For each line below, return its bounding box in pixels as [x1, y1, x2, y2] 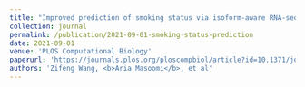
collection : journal [9, 22, 88, 31]
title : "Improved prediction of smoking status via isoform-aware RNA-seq [9, 13, 299, 23]
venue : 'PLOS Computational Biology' [9, 47, 152, 56]
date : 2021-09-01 [9, 38, 75, 48]
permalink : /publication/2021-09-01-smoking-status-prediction [9, 30, 254, 39]
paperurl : [9, 55, 47, 64]
